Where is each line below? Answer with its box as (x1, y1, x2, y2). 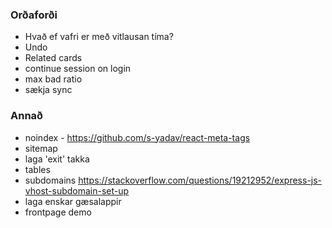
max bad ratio (24, 73, 83, 85)
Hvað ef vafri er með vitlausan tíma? (24, 31, 174, 43)
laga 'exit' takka (24, 153, 90, 165)
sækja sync (24, 84, 73, 96)
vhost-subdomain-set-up (24, 184, 130, 197)
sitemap (24, 142, 58, 154)
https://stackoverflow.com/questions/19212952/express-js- (78, 174, 323, 186)
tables (24, 163, 51, 175)
